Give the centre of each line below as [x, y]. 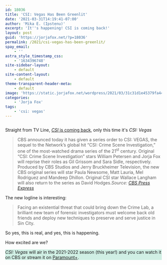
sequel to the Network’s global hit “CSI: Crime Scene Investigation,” [86, 145]
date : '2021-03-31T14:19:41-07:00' [42, 19]
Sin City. [26, 223]
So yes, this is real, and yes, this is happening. [52, 233]
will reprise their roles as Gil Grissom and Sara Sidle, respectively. [84, 162]
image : [12, 93]
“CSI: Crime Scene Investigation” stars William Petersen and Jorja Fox [89, 156]
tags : [11, 107]
